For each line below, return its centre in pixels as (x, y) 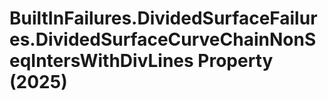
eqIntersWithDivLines (101, 61)
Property (235, 61)
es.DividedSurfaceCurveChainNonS (163, 39)
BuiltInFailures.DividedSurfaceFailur (163, 18)
